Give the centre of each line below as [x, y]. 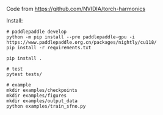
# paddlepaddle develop [37, 32]
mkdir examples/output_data [42, 101]
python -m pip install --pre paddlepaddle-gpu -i [71, 37]
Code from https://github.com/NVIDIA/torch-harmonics [76, 9]
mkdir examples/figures [37, 96]
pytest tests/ [24, 74]
